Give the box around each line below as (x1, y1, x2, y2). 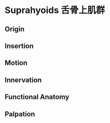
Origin (5, 24, 25, 33)
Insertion (5, 41, 34, 50)
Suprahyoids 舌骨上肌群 (5, 4, 105, 16)
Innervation (5, 75, 42, 84)
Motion (5, 58, 28, 67)
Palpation (5, 109, 36, 118)
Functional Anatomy (5, 93, 70, 101)
